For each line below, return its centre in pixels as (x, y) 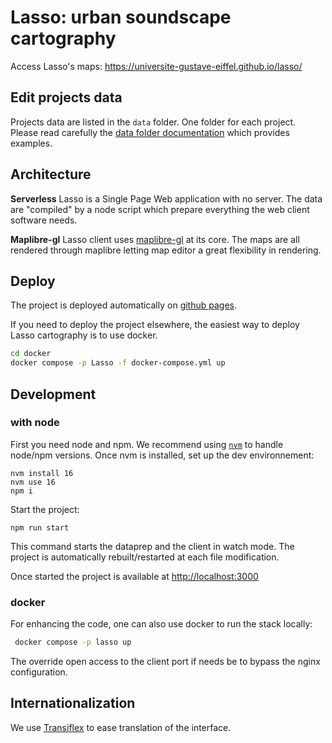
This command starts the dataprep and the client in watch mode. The (152, 546)
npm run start (40, 527)
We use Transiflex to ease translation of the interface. (121, 727)
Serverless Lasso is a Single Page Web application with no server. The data (166, 198)
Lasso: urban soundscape (121, 17)
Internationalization (73, 703)
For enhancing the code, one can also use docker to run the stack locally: (161, 624)
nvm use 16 (33, 482)
